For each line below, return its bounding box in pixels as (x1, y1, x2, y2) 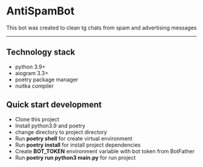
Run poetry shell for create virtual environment (14, 135, 133, 142)
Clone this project (14, 115, 59, 123)
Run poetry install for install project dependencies (14, 141, 141, 148)
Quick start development (6, 100, 102, 110)
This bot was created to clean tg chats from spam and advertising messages (6, 24, 197, 31)
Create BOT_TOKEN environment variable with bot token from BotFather (14, 147, 195, 154)
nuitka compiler (14, 82, 54, 90)
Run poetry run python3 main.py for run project (14, 154, 136, 161)
